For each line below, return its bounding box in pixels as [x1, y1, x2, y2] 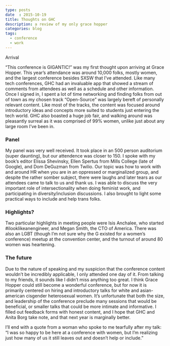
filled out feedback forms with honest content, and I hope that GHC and [5, 309, 155, 315]
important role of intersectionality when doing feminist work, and [5, 185, 141, 191]
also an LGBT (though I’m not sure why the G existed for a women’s [5, 231, 146, 237]
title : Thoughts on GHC [5, 17, 56, 22]
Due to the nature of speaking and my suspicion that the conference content [5, 265, 165, 272]
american [5, 292, 25, 299]
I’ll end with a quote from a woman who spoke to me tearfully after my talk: [5, 324, 161, 330]
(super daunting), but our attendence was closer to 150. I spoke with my [5, 153, 156, 159]
